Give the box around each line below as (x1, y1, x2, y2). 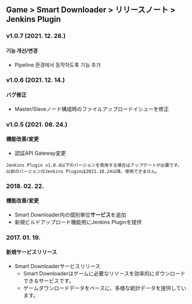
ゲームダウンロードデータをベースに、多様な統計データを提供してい (23, 285, 187, 292)
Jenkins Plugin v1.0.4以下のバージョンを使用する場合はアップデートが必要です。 (6, 162, 182, 168)
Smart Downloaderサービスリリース (14, 263, 100, 270)
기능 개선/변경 (6, 47, 38, 54)
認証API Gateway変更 (14, 149, 66, 156)
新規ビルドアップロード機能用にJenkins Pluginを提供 (14, 218, 142, 225)
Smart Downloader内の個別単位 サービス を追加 (14, 211, 127, 218)
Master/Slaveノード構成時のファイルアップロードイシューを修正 (14, 105, 169, 112)
